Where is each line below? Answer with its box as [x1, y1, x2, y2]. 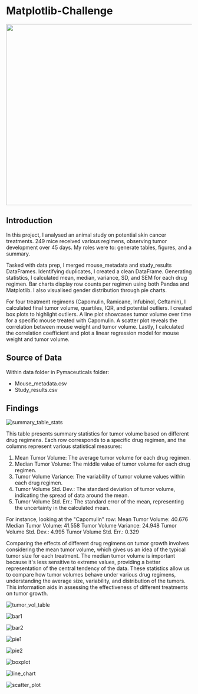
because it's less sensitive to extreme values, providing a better [6, 559, 161, 566]
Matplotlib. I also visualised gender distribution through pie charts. [6, 286, 167, 293]
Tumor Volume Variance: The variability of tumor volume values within [14, 473, 185, 480]
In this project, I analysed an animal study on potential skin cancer [6, 231, 167, 238]
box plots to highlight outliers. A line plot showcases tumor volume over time [6, 310, 192, 317]
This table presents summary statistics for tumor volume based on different [6, 430, 189, 437]
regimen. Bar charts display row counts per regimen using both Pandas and [6, 280, 190, 287]
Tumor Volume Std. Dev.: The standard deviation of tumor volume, [14, 486, 176, 493]
